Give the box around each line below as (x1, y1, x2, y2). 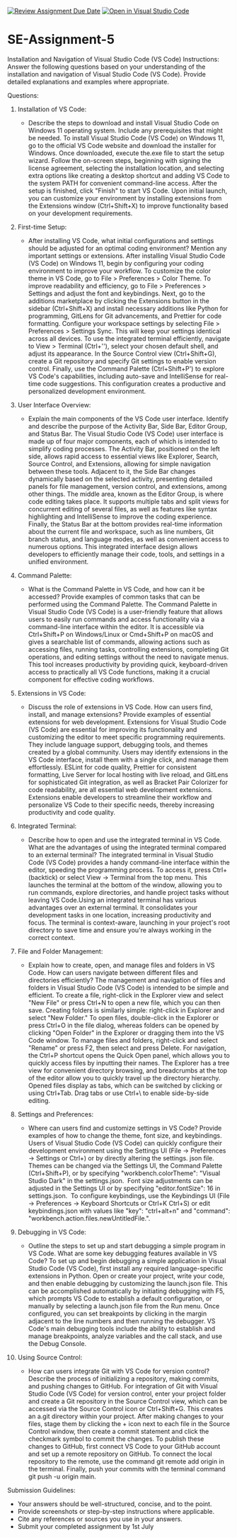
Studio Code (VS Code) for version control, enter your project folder (28, 1389, 226, 1398)
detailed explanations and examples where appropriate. (7, 77, 170, 86)
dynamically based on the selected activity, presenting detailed (28, 475, 213, 483)
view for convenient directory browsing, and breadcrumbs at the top (28, 1066, 228, 1075)
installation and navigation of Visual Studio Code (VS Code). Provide (7, 69, 207, 78)
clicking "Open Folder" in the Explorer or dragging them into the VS (28, 1028, 224, 1037)
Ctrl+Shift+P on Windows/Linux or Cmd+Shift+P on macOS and (28, 630, 214, 638)
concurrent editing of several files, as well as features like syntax (28, 504, 218, 513)
